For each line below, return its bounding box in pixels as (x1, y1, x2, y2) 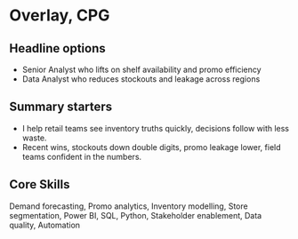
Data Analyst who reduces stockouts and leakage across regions (21, 74, 261, 84)
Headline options (9, 41, 106, 56)
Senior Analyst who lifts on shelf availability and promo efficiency (21, 64, 262, 75)
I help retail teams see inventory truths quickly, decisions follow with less (21, 123, 290, 133)
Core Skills (9, 177, 70, 192)
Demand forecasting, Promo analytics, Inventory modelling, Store (9, 201, 248, 211)
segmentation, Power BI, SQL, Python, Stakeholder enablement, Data (9, 210, 262, 220)
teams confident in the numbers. (21, 151, 142, 162)
